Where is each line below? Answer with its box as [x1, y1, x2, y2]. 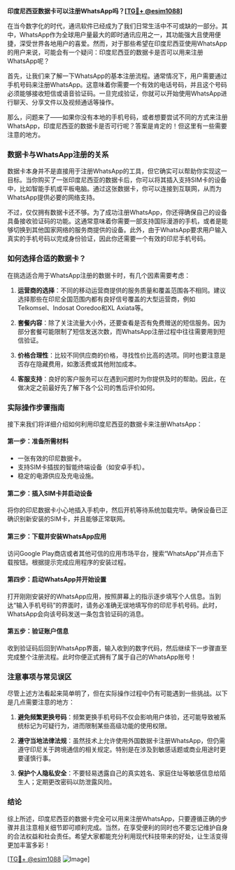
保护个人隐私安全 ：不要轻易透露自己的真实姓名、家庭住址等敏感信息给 [17, 769, 220, 777]
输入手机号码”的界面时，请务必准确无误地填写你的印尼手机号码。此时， [16, 601, 222, 609]
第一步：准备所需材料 [7, 437, 69, 446]
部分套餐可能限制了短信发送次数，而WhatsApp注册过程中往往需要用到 [17, 327, 220, 335]
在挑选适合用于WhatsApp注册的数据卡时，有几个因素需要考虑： [7, 271, 191, 279]
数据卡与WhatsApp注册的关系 [7, 149, 109, 159]
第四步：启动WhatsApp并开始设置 [7, 575, 107, 584]
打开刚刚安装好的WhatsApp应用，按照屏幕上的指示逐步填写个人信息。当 [7, 592, 215, 601]
